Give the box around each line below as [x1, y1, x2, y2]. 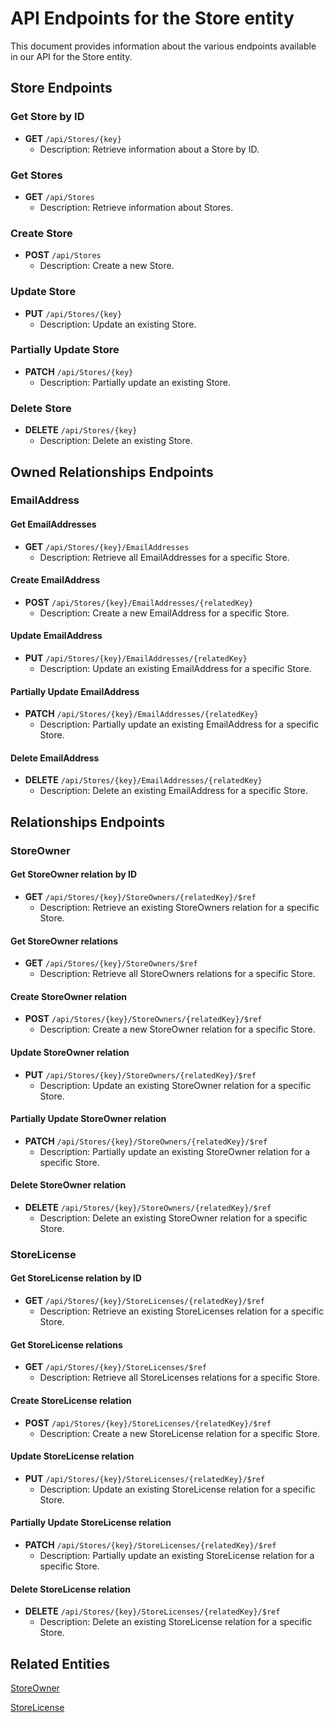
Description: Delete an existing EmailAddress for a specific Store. [39, 785, 308, 797]
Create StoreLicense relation [10, 1394, 132, 1406]
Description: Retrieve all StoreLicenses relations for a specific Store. [39, 1372, 321, 1384]
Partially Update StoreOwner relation [10, 1113, 167, 1125]
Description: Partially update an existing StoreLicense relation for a [39, 1549, 315, 1561]
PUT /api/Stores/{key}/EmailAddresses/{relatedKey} [24, 652, 248, 664]
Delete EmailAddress [10, 752, 100, 764]
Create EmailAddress [10, 574, 101, 586]
